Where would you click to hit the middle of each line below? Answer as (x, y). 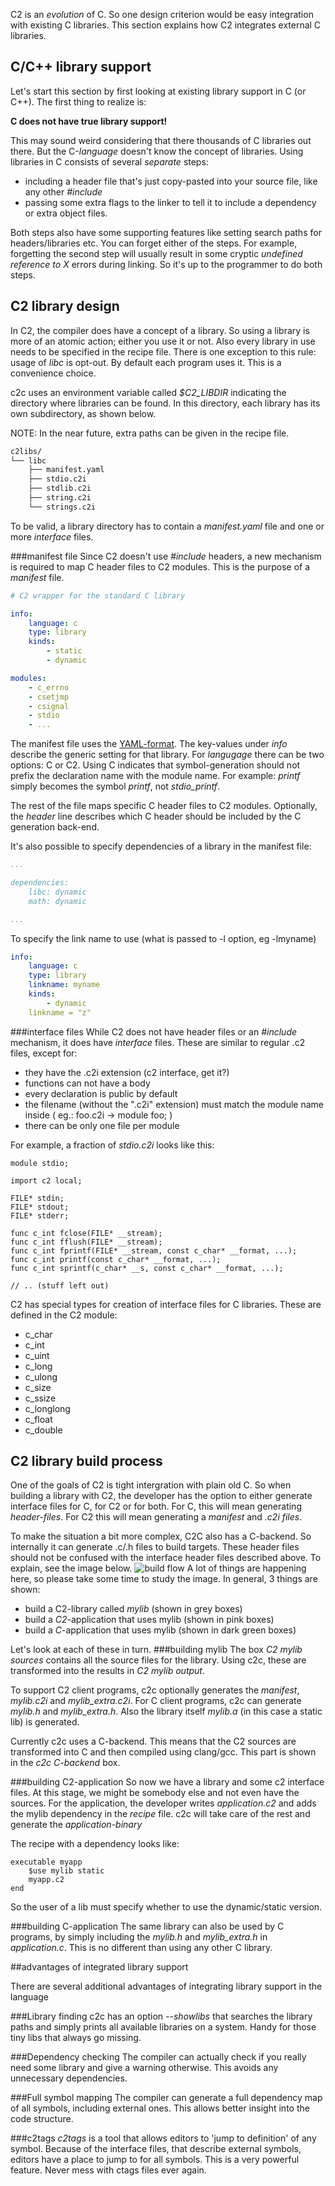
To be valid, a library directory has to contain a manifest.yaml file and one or (167, 526)
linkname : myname (64, 985)
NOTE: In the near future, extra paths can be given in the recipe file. (150, 433)
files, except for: (44, 1053)
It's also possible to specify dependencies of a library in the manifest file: (161, 846)
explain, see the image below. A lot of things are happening (158, 1568)
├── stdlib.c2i (60, 489)
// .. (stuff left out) (60, 1285)
